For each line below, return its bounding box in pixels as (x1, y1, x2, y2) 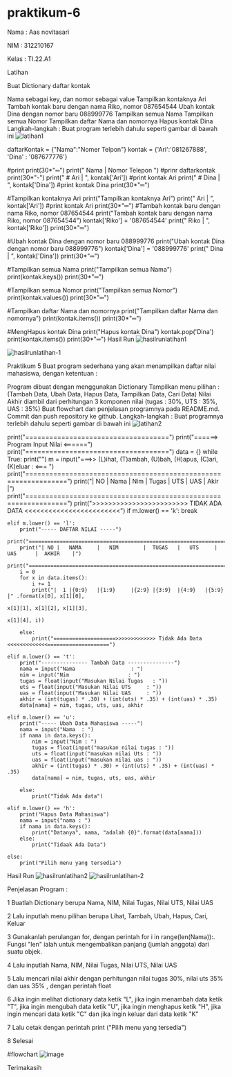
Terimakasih (7, 1063, 42, 1071)
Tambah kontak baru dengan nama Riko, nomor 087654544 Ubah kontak (7, 102, 215, 110)
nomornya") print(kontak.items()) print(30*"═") (7, 314, 142, 322)
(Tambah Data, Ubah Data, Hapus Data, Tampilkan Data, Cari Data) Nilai (7, 389, 211, 398)
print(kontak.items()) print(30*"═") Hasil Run (7, 335, 135, 343)
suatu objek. (7, 947, 43, 956)
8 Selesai (7, 1036, 33, 1044)
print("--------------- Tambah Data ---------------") (19, 659, 181, 666)
